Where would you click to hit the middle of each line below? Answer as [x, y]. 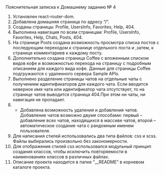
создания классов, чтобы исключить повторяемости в [70, 152]
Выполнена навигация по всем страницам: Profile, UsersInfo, [76, 32]
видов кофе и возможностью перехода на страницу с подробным [82, 63]
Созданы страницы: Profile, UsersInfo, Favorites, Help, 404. [74, 27]
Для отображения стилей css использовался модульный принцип [82, 146]
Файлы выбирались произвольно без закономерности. [70, 141]
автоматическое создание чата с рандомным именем [77, 126]
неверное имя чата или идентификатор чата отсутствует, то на [79, 89]
